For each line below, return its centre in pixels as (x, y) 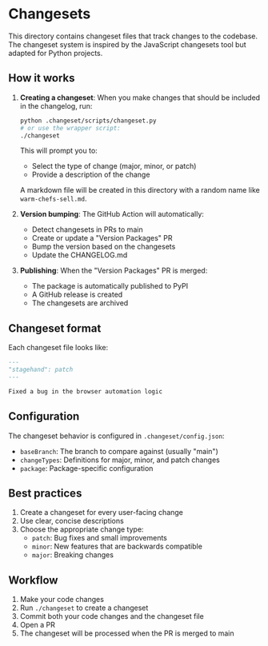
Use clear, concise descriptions (72, 521)
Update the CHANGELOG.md (80, 255)
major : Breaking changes (73, 555)
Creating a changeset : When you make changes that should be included (140, 98)
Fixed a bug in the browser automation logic (85, 391)
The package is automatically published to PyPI (110, 286)
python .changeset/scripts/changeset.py (88, 121)
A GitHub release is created (77, 295)
